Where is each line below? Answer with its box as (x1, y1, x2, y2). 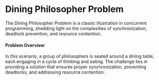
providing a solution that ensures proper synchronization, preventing (5, 64, 146, 70)
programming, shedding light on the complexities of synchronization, (5, 25, 147, 31)
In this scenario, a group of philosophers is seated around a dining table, (5, 53, 154, 59)
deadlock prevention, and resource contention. (5, 30, 102, 36)
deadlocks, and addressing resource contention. (5, 69, 105, 75)
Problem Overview (5, 42, 45, 48)
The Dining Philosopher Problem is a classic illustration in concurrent (5, 20, 147, 26)
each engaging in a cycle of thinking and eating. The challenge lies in (5, 58, 148, 64)
